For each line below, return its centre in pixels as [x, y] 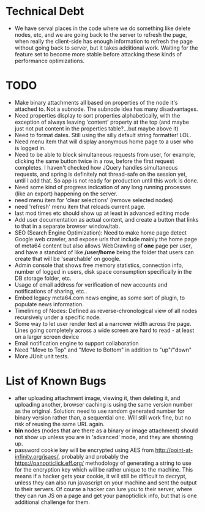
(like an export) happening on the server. [66, 194]
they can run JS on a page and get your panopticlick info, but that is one [106, 495]
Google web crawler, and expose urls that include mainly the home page [106, 239]
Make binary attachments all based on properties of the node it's [96, 102]
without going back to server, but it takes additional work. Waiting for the [106, 48]
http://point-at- [174, 450]
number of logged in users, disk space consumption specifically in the [103, 271]
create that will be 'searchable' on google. [68, 258]
